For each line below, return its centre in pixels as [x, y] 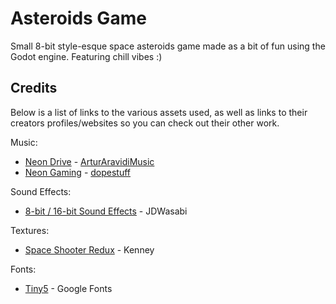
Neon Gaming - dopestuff [78, 172]
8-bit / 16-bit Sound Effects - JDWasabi [106, 211]
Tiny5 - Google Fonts [68, 288]
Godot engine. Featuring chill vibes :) [86, 56]
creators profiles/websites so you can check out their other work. [145, 123]
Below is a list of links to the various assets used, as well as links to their [159, 112]
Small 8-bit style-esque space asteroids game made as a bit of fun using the [168, 46]
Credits [34, 88]
